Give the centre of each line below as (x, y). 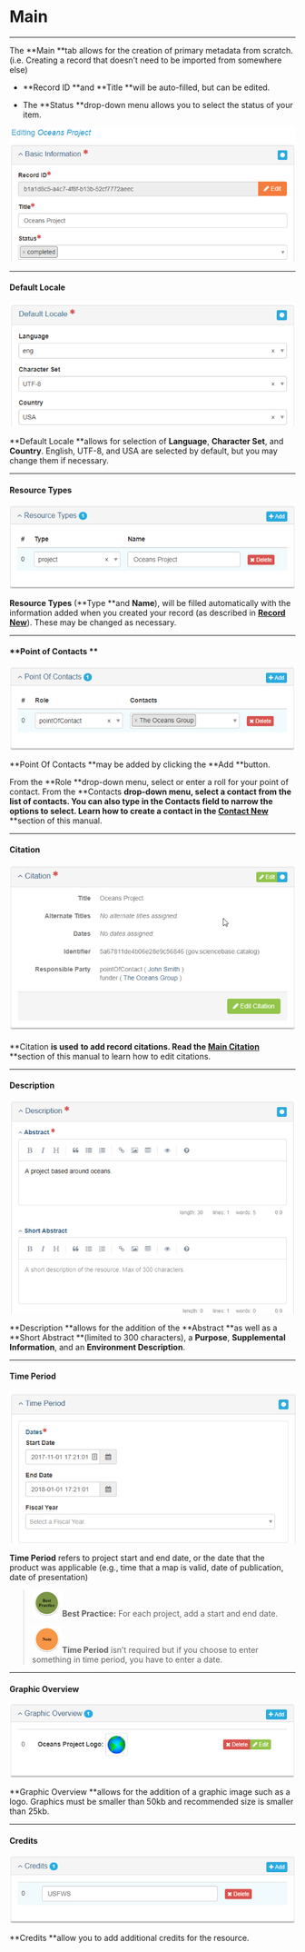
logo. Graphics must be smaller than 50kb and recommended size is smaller (152, 1802)
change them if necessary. (59, 461)
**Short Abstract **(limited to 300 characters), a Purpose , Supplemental (148, 1337)
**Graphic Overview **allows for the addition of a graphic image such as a (150, 1792)
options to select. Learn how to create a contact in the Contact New (139, 811)
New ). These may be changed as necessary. (93, 622)
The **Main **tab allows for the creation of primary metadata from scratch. (151, 50)
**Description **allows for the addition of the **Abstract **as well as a (143, 1328)
